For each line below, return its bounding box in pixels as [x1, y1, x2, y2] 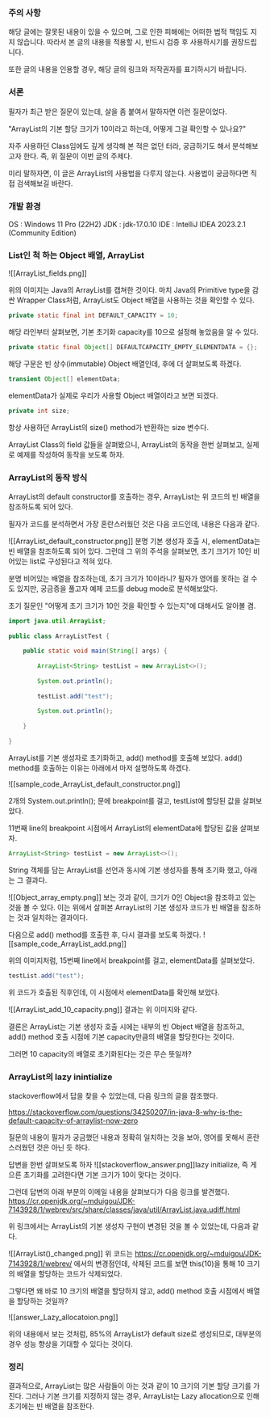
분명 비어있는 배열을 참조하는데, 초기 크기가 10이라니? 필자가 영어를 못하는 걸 [8, 573, 250, 583]
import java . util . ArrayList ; [8, 617, 106, 625]
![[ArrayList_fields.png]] [8, 268, 87, 278]
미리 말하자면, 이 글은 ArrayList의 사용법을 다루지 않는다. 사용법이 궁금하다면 [8, 168, 249, 178]
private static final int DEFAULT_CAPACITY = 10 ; [8, 311, 179, 320]
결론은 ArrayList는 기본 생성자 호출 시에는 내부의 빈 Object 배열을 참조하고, [8, 1021, 245, 1032]
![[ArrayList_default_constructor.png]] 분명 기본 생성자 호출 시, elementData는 [8, 536, 261, 546]
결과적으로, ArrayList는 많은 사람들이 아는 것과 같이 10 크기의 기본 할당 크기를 [8, 1381, 251, 1391]
